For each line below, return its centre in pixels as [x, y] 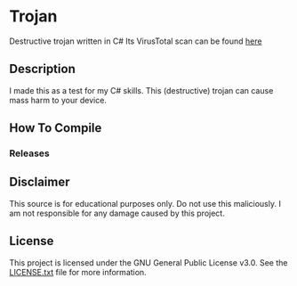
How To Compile [56, 128]
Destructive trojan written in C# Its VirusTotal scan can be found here [136, 41]
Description [42, 69]
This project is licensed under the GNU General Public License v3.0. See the [148, 262]
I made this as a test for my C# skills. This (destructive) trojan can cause [141, 90]
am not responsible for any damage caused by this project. [117, 213]
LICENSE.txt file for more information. [78, 272]
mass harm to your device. [58, 100]
